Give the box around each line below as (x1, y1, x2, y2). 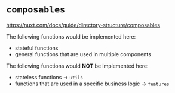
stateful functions (14, 44, 59, 52)
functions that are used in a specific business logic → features (14, 80, 170, 87)
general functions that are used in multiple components (14, 50, 151, 57)
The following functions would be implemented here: (6, 33, 136, 40)
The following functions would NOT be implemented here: (6, 62, 149, 69)
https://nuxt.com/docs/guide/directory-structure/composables (6, 21, 160, 28)
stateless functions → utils (14, 73, 84, 81)
